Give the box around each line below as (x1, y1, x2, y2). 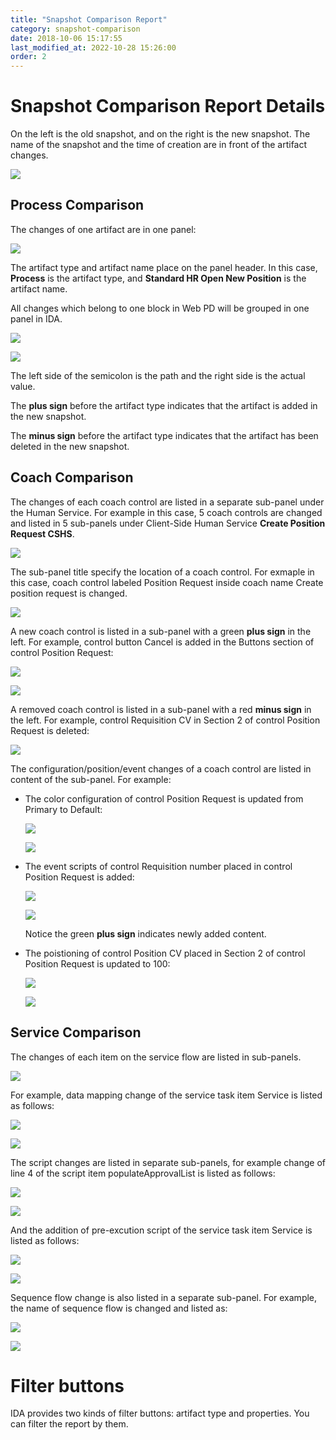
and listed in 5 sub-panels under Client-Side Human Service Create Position (10, 517, 326, 529)
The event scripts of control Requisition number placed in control (24, 860, 293, 872)
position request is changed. (10, 587, 128, 599)
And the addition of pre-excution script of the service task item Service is (10, 1224, 313, 1236)
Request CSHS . (10, 527, 75, 540)
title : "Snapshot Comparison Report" (10, 14, 168, 25)
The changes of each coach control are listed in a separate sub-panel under (10, 496, 325, 508)
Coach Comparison (10, 469, 134, 486)
